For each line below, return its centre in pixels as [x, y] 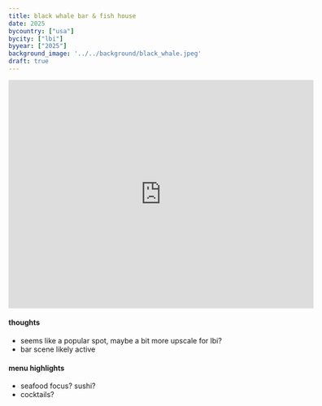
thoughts [24, 322]
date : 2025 [27, 24]
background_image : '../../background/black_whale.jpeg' [105, 54]
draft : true [28, 62]
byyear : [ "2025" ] [38, 46]
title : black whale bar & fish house [72, 16]
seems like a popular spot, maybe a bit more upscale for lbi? [121, 341]
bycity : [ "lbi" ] [36, 39]
